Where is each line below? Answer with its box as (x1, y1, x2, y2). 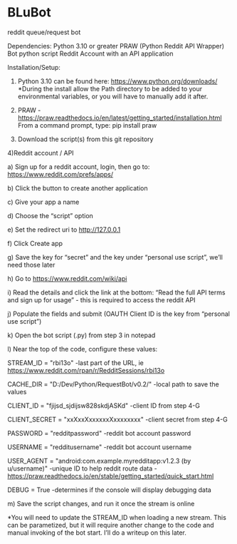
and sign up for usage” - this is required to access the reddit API (7, 295, 196, 304)
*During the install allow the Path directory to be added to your (17, 84, 203, 93)
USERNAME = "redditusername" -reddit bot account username (7, 443, 192, 451)
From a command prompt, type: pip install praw (17, 120, 157, 129)
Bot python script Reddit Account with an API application (7, 49, 174, 58)
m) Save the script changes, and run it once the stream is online (7, 499, 195, 508)
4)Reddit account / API (7, 148, 74, 157)
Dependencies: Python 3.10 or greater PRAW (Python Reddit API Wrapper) (7, 41, 225, 50)
